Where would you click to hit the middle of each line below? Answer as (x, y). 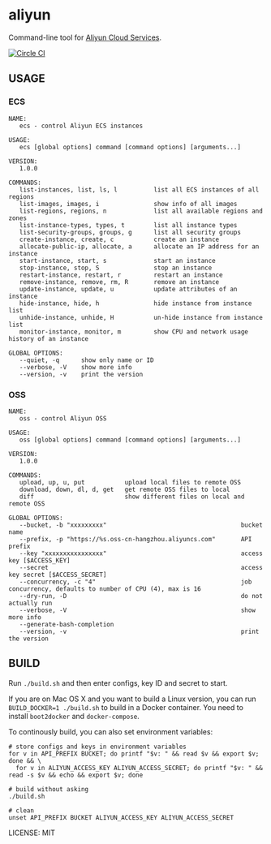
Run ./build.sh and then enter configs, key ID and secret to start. (118, 683)
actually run (30, 603)
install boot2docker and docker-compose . (74, 716)
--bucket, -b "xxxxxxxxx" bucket (141, 525)
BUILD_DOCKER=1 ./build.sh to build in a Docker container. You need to (126, 707)
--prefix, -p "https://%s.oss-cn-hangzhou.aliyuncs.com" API (135, 539)
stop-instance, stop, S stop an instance (116, 268)
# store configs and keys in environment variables (97, 747)
